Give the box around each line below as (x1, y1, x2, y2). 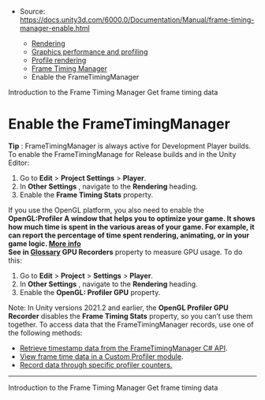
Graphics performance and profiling (31, 47, 148, 56)
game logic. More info (8, 238, 81, 248)
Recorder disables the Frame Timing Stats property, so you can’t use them (8, 311, 253, 320)
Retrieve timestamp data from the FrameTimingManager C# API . (19, 343, 228, 353)
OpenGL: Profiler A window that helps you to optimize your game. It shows (8, 213, 256, 223)
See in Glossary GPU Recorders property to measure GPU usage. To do (8, 247, 243, 256)
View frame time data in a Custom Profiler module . (19, 351, 184, 361)
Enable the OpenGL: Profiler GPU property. (19, 287, 161, 297)
